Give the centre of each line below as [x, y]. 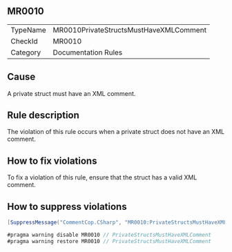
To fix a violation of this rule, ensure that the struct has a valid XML [102, 177]
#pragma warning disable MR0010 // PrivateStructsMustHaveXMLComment [109, 235]
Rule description [43, 116]
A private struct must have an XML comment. [71, 93]
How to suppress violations [67, 206]
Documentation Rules [88, 52]
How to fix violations [52, 161]
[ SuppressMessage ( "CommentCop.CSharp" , [65, 223]
